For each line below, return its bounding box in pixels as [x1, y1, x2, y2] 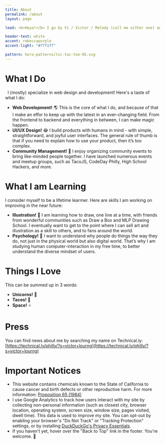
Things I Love [5, 266, 61, 277]
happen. [12, 122, 29, 128]
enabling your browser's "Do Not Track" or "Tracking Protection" [12, 418, 144, 424]
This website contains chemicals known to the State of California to [12, 381, 149, 387]
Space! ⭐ [12, 302, 32, 308]
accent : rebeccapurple [5, 39, 52, 44]
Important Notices [5, 365, 81, 376]
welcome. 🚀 [12, 433, 36, 440]
